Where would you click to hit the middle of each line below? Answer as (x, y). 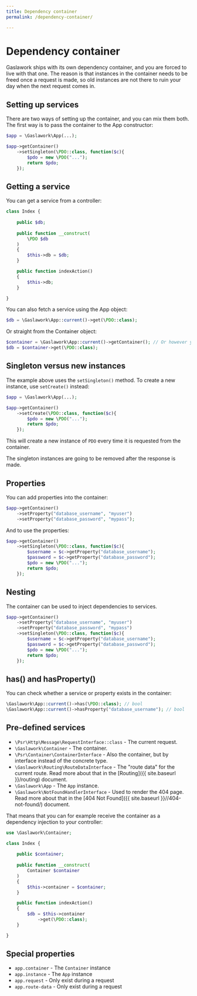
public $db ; (31, 223)
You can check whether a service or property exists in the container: (89, 693)
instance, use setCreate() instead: (48, 386)
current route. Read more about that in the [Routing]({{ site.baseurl (95, 773)
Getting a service (38, 187)
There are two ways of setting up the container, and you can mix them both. (98, 119)
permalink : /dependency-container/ (50, 17)
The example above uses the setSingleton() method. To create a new (91, 380)
